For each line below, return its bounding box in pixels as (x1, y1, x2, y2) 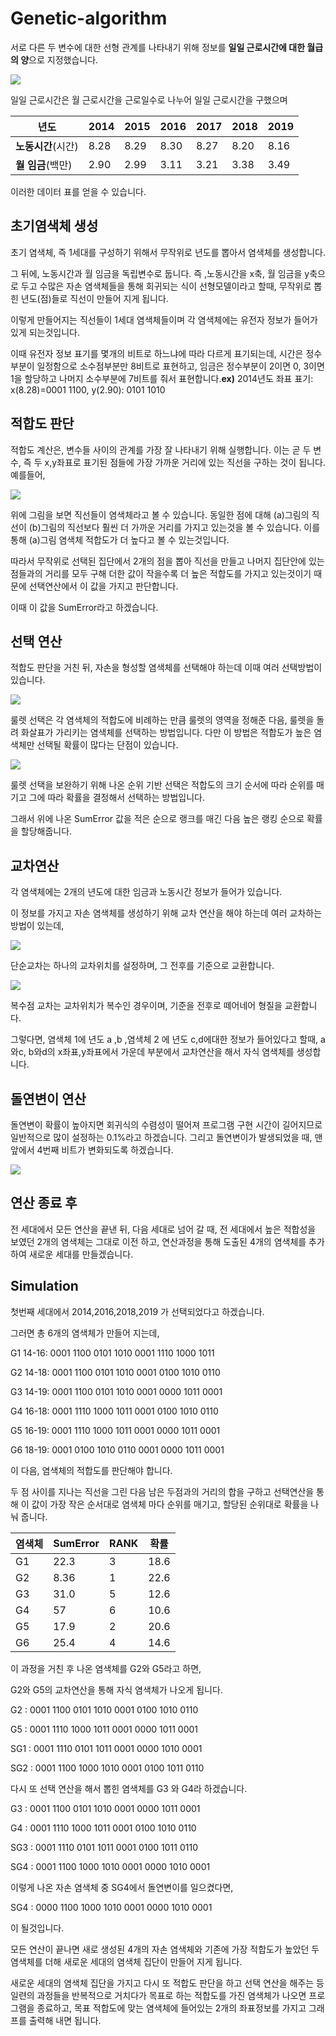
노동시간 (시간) (15, 139, 79, 153)
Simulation (10, 1278, 79, 1295)
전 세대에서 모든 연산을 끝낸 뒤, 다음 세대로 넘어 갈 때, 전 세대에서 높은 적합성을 (10, 1223, 317, 1235)
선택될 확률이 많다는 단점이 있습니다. (36, 739, 179, 751)
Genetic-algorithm (10, 7, 168, 30)
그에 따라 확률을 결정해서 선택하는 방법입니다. (28, 792, 206, 804)
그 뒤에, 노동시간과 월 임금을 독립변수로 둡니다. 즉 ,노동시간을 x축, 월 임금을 (10, 267, 303, 279)
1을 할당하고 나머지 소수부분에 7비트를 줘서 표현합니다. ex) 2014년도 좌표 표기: (10, 372, 314, 384)
